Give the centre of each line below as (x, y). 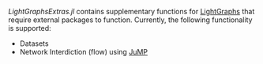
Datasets (34, 43)
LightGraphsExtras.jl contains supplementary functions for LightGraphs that (131, 11)
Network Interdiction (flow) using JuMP (84, 52)
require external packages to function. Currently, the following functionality (130, 20)
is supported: (30, 28)
